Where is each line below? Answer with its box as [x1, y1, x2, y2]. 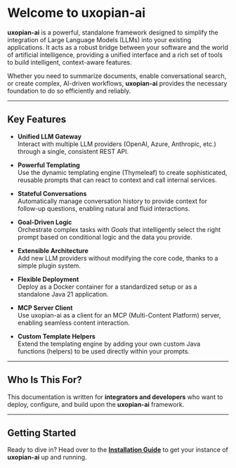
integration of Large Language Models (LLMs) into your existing [7, 35, 192, 44]
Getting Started [7, 427, 77, 438]
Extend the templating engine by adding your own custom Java [17, 339, 201, 348]
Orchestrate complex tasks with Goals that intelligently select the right [17, 225, 221, 233]
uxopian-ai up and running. [7, 453, 87, 462]
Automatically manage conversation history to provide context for [17, 197, 208, 205]
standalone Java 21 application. [17, 290, 109, 298]
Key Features [7, 114, 67, 126]
